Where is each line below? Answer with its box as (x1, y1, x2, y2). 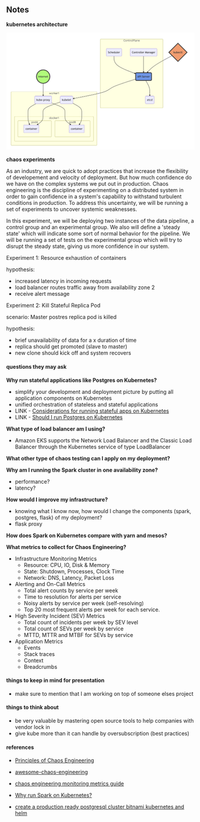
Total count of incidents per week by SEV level (23, 618, 139, 626)
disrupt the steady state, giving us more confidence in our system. (6, 242, 170, 250)
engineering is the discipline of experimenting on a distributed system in (6, 187, 184, 194)
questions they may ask (6, 363, 67, 370)
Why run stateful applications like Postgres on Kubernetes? (6, 377, 157, 384)
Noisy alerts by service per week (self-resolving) (23, 599, 144, 606)
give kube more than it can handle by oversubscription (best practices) (14, 730, 190, 737)
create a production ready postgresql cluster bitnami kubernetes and (14, 803, 184, 811)
